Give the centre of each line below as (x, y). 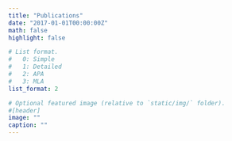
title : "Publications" (46, 15)
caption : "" (28, 125)
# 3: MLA (26, 81)
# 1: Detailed (35, 67)
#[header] (25, 111)
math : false (28, 30)
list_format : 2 (33, 89)
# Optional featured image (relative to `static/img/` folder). (117, 103)
